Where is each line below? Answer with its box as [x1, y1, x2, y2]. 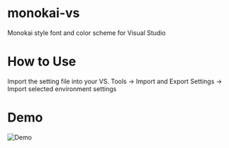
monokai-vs [7, 5, 80, 21]
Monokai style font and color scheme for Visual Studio [7, 28, 166, 37]
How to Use [7, 53, 77, 70]
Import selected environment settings [7, 84, 117, 93]
